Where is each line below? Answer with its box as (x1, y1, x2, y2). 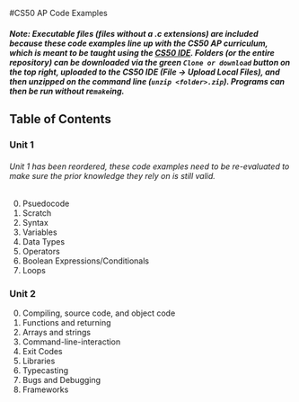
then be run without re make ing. (9, 85, 125, 96)
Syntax (22, 218, 49, 228)
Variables (22, 227, 57, 237)
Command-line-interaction (22, 336, 121, 347)
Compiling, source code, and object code (22, 308, 176, 318)
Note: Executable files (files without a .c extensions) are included (9, 28, 259, 39)
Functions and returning (22, 317, 111, 328)
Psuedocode (22, 198, 70, 210)
